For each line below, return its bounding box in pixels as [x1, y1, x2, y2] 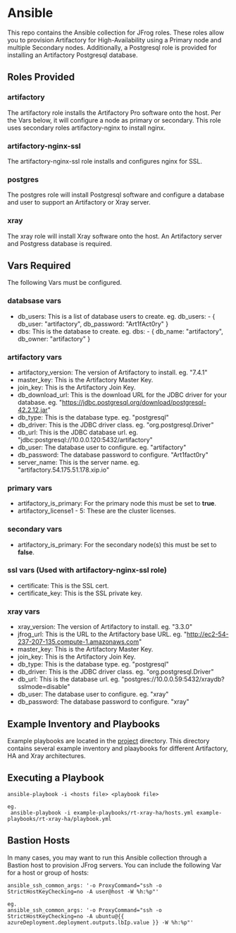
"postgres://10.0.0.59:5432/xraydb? [121, 675, 225, 683]
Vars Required [7, 260, 71, 272]
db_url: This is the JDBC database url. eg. [17, 428, 139, 437]
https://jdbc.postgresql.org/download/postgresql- [62, 398, 206, 406]
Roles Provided [7, 71, 75, 83]
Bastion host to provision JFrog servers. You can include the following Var [7, 860, 222, 869]
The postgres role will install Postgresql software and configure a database [7, 190, 225, 199]
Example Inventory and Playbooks [7, 718, 161, 730]
